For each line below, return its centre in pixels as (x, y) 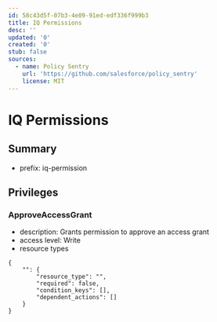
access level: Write (50, 240)
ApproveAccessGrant (50, 214)
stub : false (27, 52)
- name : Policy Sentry (52, 67)
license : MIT (43, 81)
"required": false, (68, 284)
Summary (33, 149)
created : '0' (29, 45)
